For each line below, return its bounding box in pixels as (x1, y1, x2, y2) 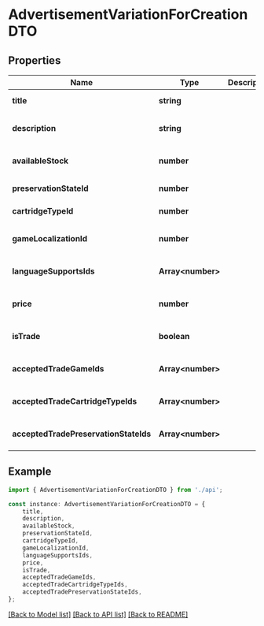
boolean (158, 331, 190, 341)
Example (8, 465, 52, 479)
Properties (8, 54, 61, 67)
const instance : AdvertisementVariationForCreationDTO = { (8, 500, 206, 508)
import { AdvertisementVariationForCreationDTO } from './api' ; (8, 486, 223, 494)
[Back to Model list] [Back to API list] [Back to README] (8, 609, 189, 619)
